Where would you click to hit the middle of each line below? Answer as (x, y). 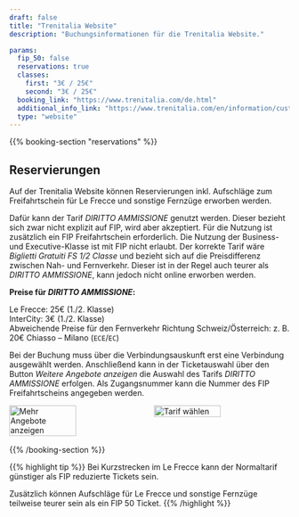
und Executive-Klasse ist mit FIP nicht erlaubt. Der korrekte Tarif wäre (137, 247)
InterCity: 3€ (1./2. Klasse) (57, 319)
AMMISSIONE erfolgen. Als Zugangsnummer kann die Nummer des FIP (139, 383)
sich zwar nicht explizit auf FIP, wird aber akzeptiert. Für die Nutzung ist (141, 227)
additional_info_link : (59, 108)
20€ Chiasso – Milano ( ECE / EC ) (65, 338)
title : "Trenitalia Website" (63, 26)
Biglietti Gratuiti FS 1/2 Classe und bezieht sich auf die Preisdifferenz (135, 256)
